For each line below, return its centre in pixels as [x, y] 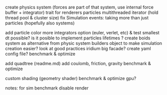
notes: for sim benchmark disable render [47, 88]
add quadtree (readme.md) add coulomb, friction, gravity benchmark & [78, 63]
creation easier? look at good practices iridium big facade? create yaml [78, 48]
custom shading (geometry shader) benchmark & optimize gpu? [71, 78]
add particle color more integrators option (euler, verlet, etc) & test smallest [82, 33]
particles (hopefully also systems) [40, 23]
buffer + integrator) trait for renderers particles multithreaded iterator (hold [82, 12]
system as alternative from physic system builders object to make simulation [84, 43]
